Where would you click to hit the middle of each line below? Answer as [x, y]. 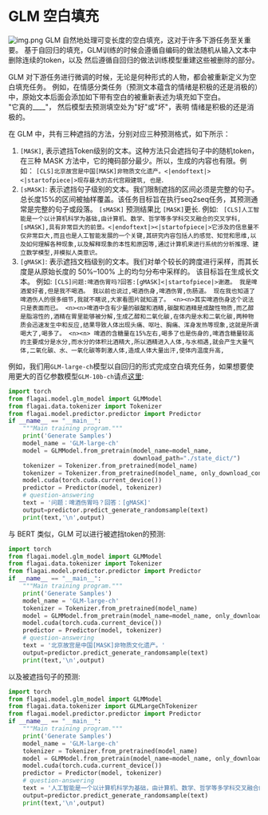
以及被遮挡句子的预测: [45, 676]
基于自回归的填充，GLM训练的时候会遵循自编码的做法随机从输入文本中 [140, 49]
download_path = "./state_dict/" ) [187, 458]
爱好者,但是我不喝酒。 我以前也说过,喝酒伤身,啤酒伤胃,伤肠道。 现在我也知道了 [140, 291]
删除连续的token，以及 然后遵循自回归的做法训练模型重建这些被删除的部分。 [134, 60]
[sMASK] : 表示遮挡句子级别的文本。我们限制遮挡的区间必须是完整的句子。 [139, 189]
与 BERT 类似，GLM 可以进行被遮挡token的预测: [87, 534]
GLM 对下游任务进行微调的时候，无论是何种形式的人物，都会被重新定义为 [129, 77]
